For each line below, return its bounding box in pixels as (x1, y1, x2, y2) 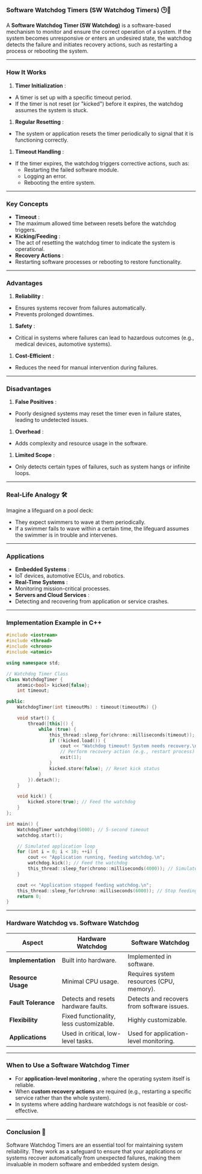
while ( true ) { (38, 726, 77, 732)
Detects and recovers (127, 994, 189, 1003)
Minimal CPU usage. (61, 977, 119, 986)
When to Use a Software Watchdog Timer (6, 1061, 130, 1070)
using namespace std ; (6, 660, 61, 666)
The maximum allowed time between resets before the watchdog (14, 220, 176, 227)
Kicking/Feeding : (14, 232, 61, 240)
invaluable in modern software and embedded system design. (6, 1161, 159, 1168)
